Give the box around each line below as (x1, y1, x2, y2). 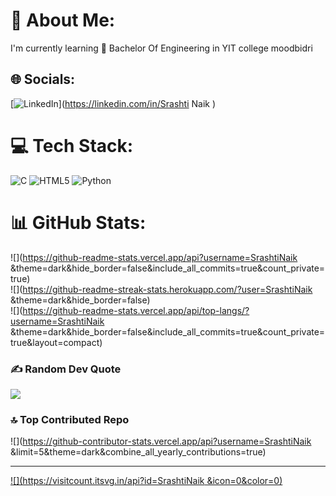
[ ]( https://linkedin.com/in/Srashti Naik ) (10, 97, 217, 109)
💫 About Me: (10, 9, 116, 32)
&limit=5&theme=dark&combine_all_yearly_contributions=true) (10, 446, 267, 458)
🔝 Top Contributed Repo (10, 412, 130, 426)
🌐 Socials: (10, 71, 76, 88)
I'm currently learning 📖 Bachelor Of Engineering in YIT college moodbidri (10, 42, 313, 54)
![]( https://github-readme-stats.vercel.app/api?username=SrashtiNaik (10, 251, 298, 263)
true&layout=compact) (10, 336, 103, 348)
